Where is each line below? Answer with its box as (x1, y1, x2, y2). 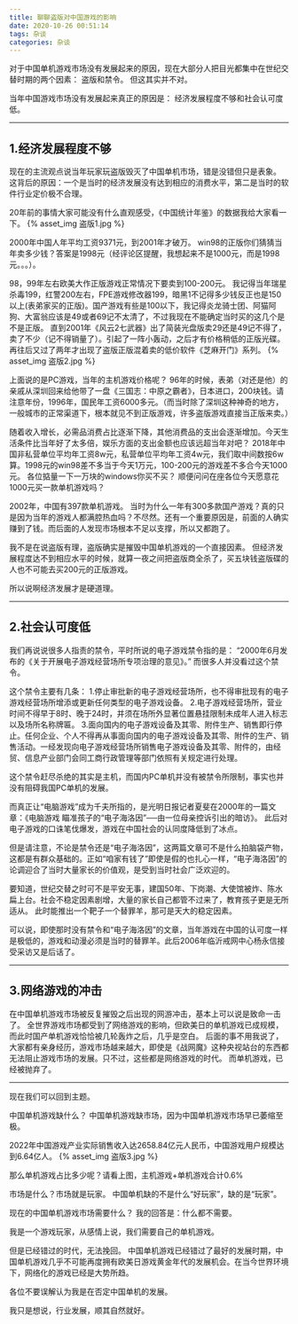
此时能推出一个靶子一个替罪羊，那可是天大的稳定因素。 (34, 905, 237, 916)
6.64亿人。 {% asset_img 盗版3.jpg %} (16, 1150, 159, 1162)
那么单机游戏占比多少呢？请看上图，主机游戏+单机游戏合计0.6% (9, 1170, 244, 1180)
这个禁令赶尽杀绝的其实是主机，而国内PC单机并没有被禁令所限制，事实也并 (9, 771, 285, 781)
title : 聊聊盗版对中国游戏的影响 (9, 12, 117, 22)
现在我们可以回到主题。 (9, 1091, 95, 1101)
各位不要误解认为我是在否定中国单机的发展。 (9, 1286, 173, 1297)
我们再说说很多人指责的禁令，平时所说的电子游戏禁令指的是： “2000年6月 (9, 645, 280, 655)
